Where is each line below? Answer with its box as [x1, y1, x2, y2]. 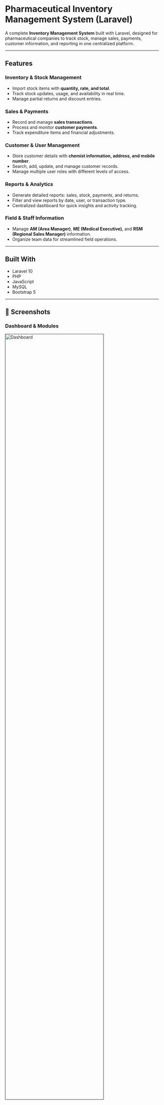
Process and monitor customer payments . [12, 124, 99, 130]
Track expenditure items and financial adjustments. [12, 129, 115, 135]
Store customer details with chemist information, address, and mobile [12, 153, 155, 159]
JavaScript [12, 278, 34, 284]
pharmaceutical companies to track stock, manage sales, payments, [5, 35, 143, 41]
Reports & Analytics [5, 181, 54, 188]
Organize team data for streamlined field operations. [12, 236, 118, 242]
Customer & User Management [5, 141, 80, 148]
